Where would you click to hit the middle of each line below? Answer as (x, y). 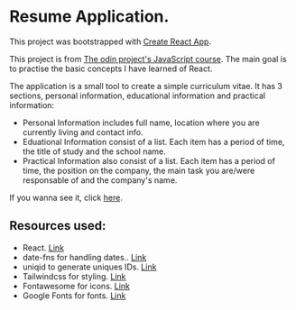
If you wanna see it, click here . (66, 197)
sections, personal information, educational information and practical (138, 96)
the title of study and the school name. (94, 151)
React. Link (43, 247)
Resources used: (58, 226)
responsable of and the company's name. (100, 180)
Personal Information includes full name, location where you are (141, 123)
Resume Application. (89, 17)
